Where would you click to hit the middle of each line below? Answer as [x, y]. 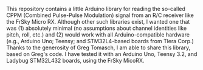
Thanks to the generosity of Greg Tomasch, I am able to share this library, [98, 47]
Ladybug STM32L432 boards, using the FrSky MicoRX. [75, 61]
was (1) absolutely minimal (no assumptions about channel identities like [97, 28]
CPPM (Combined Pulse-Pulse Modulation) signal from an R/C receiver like [100, 15]
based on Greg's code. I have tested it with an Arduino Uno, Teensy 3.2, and [102, 54]
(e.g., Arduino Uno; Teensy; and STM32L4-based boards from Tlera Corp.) [100, 41]
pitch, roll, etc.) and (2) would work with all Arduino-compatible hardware [98, 35]
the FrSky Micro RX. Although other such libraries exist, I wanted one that [98, 22]
